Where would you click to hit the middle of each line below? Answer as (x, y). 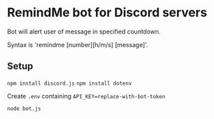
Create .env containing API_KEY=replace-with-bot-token (86, 96)
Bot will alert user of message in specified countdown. (84, 31)
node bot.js (24, 108)
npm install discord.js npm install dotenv (70, 83)
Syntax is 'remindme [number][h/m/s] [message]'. (78, 44)
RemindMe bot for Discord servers (107, 13)
